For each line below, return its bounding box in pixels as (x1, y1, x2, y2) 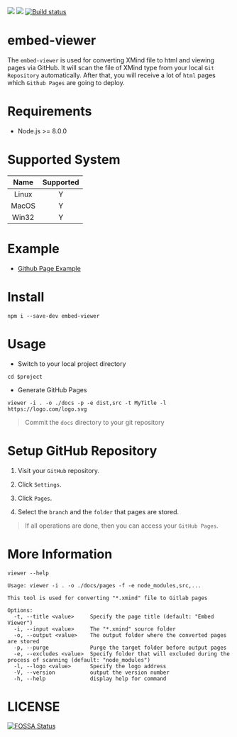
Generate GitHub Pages (17, 385, 87, 394)
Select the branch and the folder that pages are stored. (17, 507, 180, 516)
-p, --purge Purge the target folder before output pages (13, 644, 227, 651)
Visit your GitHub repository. (17, 466, 100, 475)
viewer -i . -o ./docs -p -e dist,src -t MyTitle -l (7, 399, 167, 406)
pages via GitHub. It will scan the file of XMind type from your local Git (7, 63, 215, 72)
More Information (7, 546, 113, 562)
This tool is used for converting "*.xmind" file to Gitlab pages (7, 594, 208, 602)
